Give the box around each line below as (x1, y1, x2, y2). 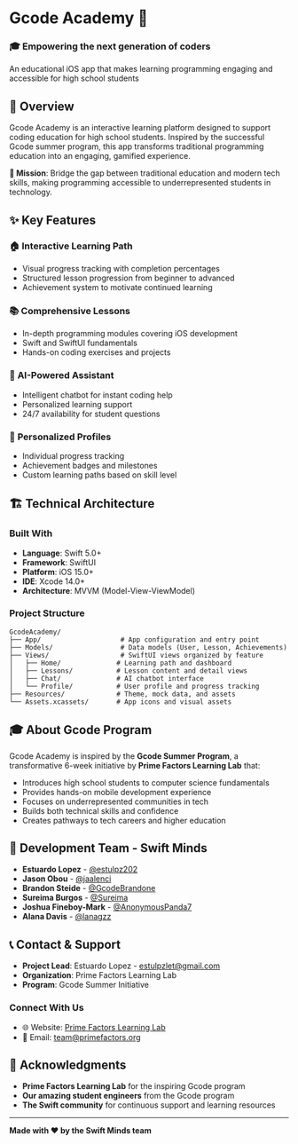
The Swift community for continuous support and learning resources (21, 1100, 277, 1110)
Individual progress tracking (21, 450, 125, 461)
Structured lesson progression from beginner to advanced (21, 272, 235, 283)
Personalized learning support (21, 398, 133, 409)
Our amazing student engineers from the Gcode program (21, 1091, 235, 1101)
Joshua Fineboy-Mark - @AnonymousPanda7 (21, 902, 192, 912)
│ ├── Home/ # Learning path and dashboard (9, 659, 232, 667)
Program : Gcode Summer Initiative (21, 980, 149, 990)
